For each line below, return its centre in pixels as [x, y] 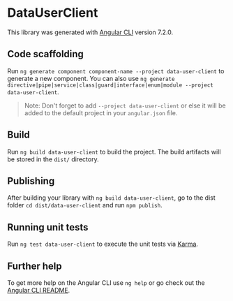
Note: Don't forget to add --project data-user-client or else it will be [125, 105]
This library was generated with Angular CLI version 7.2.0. [90, 32]
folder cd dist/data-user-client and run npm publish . [85, 205]
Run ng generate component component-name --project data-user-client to [116, 71]
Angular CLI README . [39, 290]
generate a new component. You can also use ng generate [91, 78]
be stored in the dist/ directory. [53, 159]
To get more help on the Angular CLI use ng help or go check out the [106, 283]
